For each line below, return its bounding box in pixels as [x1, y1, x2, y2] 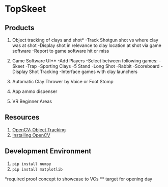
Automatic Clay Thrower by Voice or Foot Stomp [12, 79, 114, 84]
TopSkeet [5, 3, 46, 15]
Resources [5, 113, 40, 122]
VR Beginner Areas [12, 98, 52, 104]
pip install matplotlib [12, 167, 63, 172]
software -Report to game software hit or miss [12, 48, 109, 54]
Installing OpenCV [12, 132, 50, 138]
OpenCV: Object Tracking [12, 126, 66, 133]
